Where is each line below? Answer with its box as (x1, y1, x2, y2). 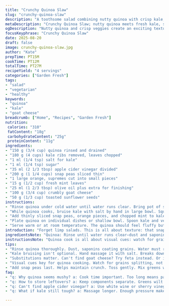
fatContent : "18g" (7, 129, 46, 134)
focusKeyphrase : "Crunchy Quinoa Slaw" (5, 31, 89, 36)
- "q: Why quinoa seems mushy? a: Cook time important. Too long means (5, 274, 158, 280)
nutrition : (5, 119, 28, 125)
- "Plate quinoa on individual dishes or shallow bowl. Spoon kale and (5, 218, 158, 223)
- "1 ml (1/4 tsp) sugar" (5, 162, 59, 167)
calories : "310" (7, 125, 42, 130)
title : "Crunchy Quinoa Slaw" (5, 7, 69, 13)
